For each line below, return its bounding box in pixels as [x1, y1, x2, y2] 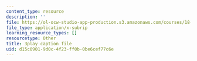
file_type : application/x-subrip [6, 24, 88, 31]
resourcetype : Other [6, 35, 57, 41]
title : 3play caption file [6, 41, 72, 47]
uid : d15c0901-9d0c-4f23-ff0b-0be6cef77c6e [6, 46, 114, 52]
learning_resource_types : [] [6, 30, 77, 36]
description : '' [6, 14, 46, 20]
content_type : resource [6, 8, 64, 15]
